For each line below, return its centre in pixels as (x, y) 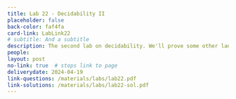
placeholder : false (36, 20)
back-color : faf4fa (36, 26)
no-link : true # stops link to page (63, 66)
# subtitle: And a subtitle (48, 40)
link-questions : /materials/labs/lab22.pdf (72, 78)
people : (19, 53)
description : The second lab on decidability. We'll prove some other (113, 46)
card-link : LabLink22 (39, 33)
